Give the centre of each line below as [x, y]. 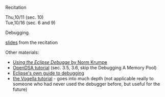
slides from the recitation [31, 42]
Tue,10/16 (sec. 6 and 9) [30, 23]
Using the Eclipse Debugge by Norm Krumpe [60, 62]
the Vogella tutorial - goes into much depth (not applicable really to [83, 78]
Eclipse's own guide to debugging [48, 73]
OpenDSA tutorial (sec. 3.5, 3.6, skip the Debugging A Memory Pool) [85, 68]
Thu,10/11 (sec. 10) [25, 17]
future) [20, 89]
